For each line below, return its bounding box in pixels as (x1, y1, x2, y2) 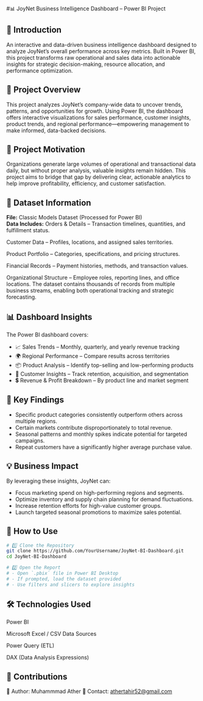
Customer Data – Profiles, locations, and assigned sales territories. (6, 238, 174, 246)
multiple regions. (15, 417, 58, 425)
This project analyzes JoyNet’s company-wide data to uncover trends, (6, 101, 183, 108)
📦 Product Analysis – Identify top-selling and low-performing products (15, 361, 194, 369)
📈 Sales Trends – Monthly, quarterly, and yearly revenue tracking (15, 343, 180, 350)
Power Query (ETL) (6, 642, 55, 649)
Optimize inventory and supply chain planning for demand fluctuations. (15, 496, 194, 503)
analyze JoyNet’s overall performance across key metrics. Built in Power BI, (6, 48, 196, 55)
